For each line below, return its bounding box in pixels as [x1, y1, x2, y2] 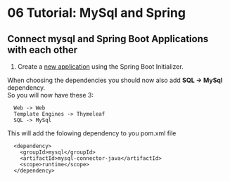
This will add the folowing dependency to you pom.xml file [7, 129, 177, 138]
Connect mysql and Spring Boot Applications [7, 33, 209, 45]
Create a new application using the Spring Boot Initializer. [17, 62, 184, 71]
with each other [7, 43, 78, 55]
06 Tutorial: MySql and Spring [7, 5, 186, 21]
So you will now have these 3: [7, 91, 94, 99]
